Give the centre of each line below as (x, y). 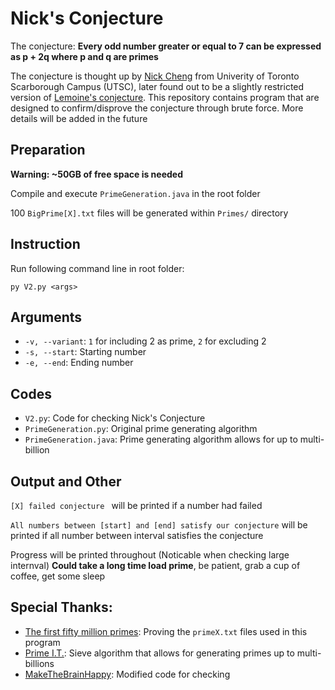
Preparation (48, 150)
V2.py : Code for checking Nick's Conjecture (115, 418)
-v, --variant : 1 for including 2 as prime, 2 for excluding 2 (145, 341)
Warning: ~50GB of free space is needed (97, 174)
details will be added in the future (79, 118)
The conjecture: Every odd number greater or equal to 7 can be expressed (166, 46)
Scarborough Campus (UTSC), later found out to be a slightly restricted (157, 86)
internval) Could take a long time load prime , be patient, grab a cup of (155, 565)
